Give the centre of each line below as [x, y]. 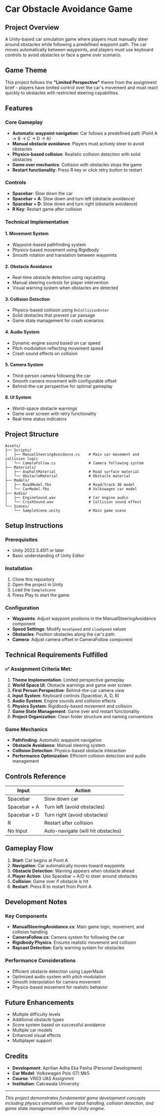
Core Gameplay [24, 122]
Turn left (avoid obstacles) [74, 807]
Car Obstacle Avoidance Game [69, 9]
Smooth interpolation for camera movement [56, 982]
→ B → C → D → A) [32, 138]
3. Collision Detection [27, 299]
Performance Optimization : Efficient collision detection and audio [79, 756]
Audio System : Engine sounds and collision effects [64, 701]
